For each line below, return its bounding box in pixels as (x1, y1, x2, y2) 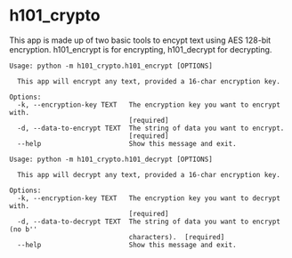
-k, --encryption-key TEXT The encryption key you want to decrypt (17, 193, 280, 203)
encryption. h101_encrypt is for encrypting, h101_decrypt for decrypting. (9, 44, 272, 54)
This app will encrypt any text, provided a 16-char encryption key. (17, 77, 280, 85)
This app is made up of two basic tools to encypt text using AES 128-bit (9, 35, 272, 45)
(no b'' (9, 224, 38, 234)
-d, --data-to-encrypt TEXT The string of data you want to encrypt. (17, 124, 285, 133)
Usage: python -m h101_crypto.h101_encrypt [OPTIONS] (9, 61, 214, 70)
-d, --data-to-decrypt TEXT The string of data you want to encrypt (17, 217, 280, 226)
